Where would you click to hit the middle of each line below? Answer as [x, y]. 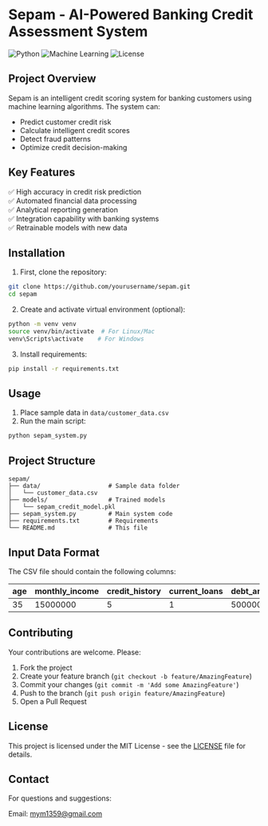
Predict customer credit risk [65, 122]
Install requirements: [53, 354]
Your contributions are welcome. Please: [75, 652]
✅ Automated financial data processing [73, 200]
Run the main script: [53, 421]
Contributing [41, 633]
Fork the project [46, 667]
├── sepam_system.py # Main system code [91, 514]
